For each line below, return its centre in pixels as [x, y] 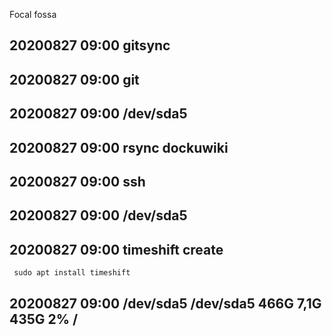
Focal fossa [33, 14]
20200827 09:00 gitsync [90, 45]
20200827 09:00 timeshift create [116, 249]
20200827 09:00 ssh [77, 181]
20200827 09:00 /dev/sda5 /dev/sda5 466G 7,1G [165, 303]
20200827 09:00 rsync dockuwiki [119, 147]
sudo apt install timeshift [72, 273]
